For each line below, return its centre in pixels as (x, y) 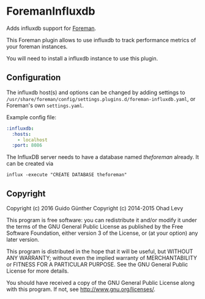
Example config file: (32, 117)
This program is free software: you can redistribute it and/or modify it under (102, 220)
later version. (23, 240)
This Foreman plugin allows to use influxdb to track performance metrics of (101, 40)
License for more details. (38, 271)
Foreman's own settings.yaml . (45, 105)
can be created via (30, 164)
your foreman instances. (37, 46)
